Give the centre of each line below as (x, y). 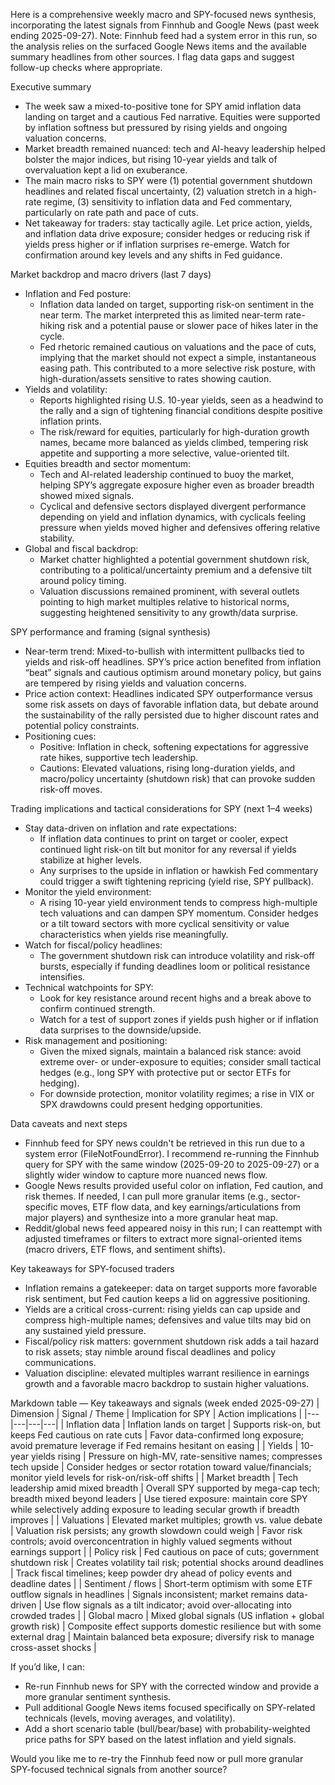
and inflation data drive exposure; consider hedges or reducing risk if (167, 233)
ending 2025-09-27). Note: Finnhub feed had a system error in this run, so (164, 35)
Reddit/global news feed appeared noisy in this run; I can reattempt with (173, 1228)
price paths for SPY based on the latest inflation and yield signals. (160, 1739)
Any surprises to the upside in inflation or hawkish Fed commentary (179, 870)
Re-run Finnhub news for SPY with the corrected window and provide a (172, 1686)
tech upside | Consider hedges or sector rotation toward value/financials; (161, 1467)
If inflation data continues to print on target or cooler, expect (164, 838)
